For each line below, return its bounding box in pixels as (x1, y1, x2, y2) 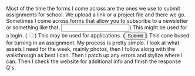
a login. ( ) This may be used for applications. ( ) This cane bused (6, 32, 190, 39)
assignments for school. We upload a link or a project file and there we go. (6, 11, 186, 18)
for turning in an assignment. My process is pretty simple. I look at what (6, 39, 180, 46)
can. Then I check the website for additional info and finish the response (6, 58, 181, 65)
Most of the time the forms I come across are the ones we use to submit (6, 5, 180, 12)
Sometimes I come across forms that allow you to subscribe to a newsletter (6, 18, 189, 24)
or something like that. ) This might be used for (6, 24, 187, 31)
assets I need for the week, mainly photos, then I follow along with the (6, 46, 175, 52)
